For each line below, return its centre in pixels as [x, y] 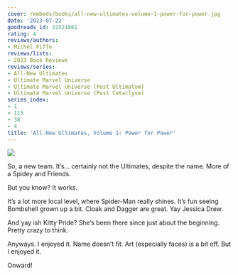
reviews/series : [31, 67]
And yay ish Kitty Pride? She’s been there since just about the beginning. [114, 223]
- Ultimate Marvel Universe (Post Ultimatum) [76, 87]
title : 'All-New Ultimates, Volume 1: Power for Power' [92, 133]
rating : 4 [22, 34]
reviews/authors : [33, 41]
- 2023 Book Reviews [38, 60]
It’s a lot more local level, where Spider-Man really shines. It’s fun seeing [113, 201]
